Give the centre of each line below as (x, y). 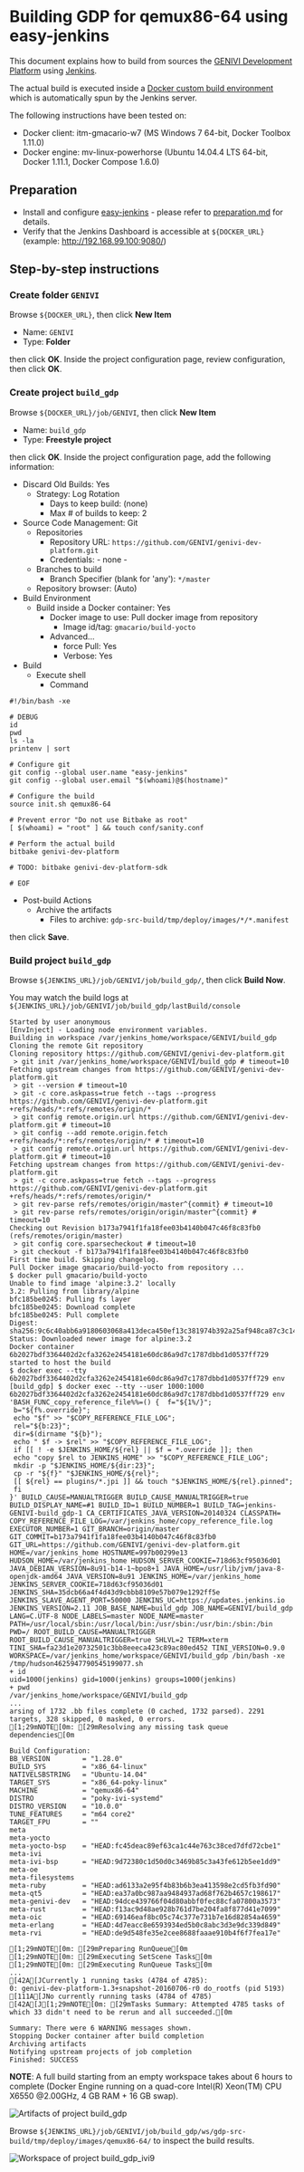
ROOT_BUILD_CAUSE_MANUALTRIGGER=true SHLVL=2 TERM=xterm (119, 1641)
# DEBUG (24, 717)
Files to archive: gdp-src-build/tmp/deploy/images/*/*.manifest (169, 919)
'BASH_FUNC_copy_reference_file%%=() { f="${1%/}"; (111, 1402)
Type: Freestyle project (66, 439)
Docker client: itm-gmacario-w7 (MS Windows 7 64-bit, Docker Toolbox (157, 132)
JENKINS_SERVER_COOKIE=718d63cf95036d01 (87, 1585)
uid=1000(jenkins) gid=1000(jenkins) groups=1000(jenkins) (123, 1680)
